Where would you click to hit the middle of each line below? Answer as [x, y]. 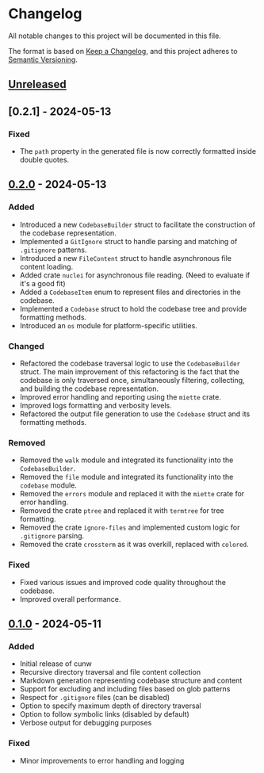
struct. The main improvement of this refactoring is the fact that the [130, 372]
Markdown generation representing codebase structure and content [131, 681]
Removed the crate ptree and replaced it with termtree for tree [122, 511]
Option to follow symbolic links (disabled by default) [105, 714]
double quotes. [44, 160]
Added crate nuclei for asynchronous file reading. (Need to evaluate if [135, 275]
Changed [27, 346]
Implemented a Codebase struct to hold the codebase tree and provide [133, 308]
